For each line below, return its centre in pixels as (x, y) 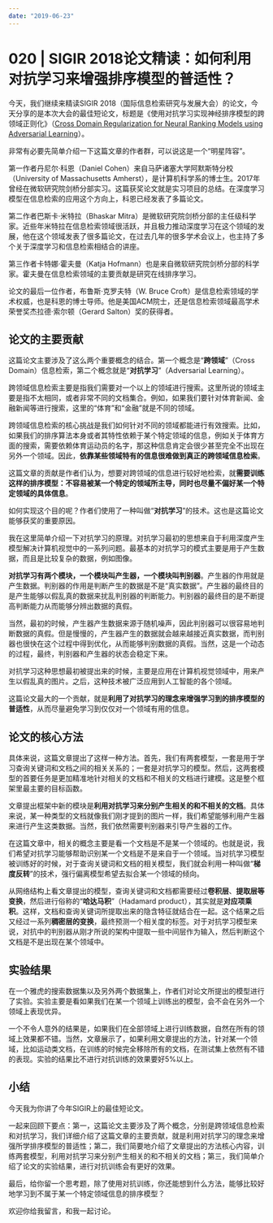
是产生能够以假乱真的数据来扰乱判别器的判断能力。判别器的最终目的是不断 (133, 596)
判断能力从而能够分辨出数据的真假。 (76, 606)
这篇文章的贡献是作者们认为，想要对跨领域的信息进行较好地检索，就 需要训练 (136, 473)
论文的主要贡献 (46, 339)
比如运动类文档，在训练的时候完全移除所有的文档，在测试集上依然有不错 (143, 1049)
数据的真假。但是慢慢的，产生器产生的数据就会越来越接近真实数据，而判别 (140, 634)
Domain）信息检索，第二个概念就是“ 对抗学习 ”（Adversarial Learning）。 (129, 371)
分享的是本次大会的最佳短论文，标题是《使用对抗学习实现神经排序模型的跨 (140, 113)
